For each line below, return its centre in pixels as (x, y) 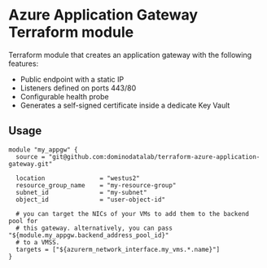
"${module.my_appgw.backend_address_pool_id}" (89, 235)
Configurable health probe (64, 96)
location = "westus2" (78, 178)
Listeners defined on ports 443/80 (78, 88)
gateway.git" (31, 164)
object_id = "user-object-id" (90, 200)
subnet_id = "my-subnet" (82, 192)
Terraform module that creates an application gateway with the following (130, 55)
